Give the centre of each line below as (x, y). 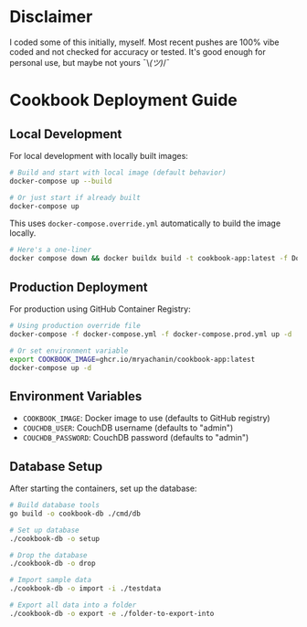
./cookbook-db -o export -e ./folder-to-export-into (112, 613)
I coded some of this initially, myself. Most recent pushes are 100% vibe (144, 42)
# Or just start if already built (75, 197)
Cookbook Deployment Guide (123, 100)
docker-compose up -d (51, 367)
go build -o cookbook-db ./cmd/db (75, 514)
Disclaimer (51, 17)
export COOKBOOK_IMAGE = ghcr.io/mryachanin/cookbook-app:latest (132, 359)
